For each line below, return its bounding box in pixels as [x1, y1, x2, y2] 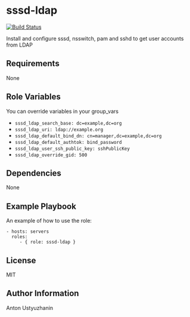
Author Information [6, 288, 79, 298]
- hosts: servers [6, 229, 49, 235]
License [6, 255, 36, 266]
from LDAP [6, 41, 33, 48]
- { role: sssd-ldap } [19, 239, 76, 245]
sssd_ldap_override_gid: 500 [14, 152, 88, 158]
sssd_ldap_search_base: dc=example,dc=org [14, 120, 122, 126]
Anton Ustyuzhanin [6, 304, 54, 311]
